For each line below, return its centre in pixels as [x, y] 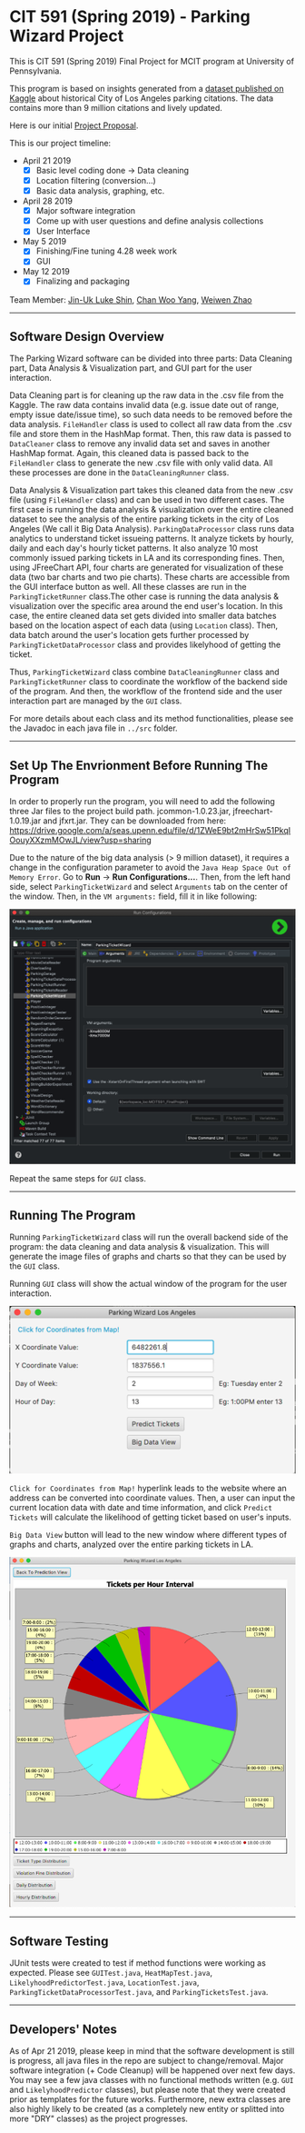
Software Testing [59, 1941]
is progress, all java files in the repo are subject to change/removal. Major [147, 2061]
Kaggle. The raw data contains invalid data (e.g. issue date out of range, [144, 405]
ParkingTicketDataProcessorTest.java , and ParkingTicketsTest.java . [139, 1992]
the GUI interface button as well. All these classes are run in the [128, 587]
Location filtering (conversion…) [96, 180]
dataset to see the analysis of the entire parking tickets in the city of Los [144, 519]
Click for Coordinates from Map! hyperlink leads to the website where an [148, 1489]
